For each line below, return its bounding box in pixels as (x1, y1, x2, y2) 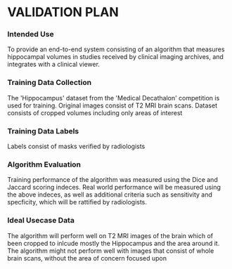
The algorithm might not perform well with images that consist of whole (7, 247, 214, 255)
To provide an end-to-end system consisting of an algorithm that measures (7, 45, 225, 53)
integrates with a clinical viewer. (7, 60, 101, 69)
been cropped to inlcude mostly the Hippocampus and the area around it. (7, 239, 220, 247)
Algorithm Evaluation (7, 159, 82, 169)
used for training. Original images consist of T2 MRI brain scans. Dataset (7, 101, 218, 110)
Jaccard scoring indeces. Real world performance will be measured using (7, 183, 221, 192)
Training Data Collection (7, 78, 92, 88)
